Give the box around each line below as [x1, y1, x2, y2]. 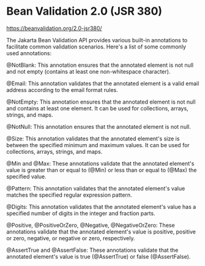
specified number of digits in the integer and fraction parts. [6, 210, 155, 217]
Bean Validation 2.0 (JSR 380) [6, 4, 163, 18]
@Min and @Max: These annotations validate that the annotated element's [6, 159, 195, 167]
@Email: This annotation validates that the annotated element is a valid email [6, 80, 199, 87]
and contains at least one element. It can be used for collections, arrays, [6, 104, 188, 112]
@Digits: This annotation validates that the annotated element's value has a [6, 203, 196, 210]
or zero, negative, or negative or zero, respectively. [6, 234, 135, 241]
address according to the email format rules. [6, 86, 118, 93]
